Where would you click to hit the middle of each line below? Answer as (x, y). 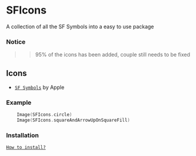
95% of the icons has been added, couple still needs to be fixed (112, 55)
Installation (23, 135)
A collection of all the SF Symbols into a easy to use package (80, 26)
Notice (16, 42)
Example (19, 102)
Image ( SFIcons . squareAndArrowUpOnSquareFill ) (74, 120)
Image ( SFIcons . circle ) (44, 115)
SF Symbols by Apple (39, 87)
